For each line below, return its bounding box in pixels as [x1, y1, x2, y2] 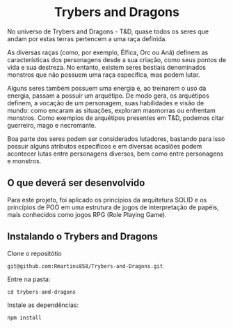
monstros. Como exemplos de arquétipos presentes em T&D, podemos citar [7, 113, 225, 122]
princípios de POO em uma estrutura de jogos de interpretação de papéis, [7, 203, 219, 211]
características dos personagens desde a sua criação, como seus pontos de [7, 55, 227, 64]
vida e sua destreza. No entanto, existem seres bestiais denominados [7, 63, 207, 71]
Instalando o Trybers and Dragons [7, 231, 159, 243]
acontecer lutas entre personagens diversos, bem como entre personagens [7, 149, 224, 158]
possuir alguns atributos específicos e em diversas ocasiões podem [7, 142, 202, 150]
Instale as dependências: [7, 301, 79, 309]
